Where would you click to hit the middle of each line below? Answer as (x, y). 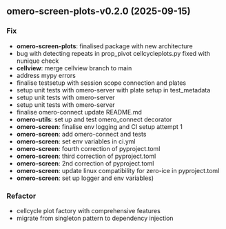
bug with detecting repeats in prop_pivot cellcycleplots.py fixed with (113, 53)
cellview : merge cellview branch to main (74, 68)
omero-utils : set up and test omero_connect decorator (94, 119)
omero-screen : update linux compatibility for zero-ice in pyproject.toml (118, 170)
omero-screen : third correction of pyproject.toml (86, 156)
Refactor (21, 196)
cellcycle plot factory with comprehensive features (89, 210)
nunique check (38, 61)
